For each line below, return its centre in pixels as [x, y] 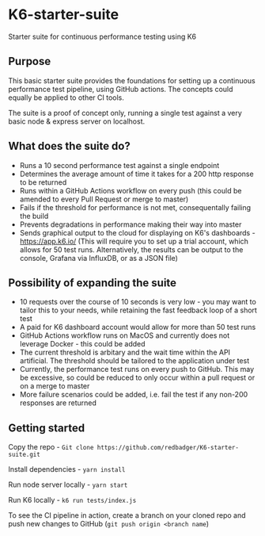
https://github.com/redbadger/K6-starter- [168, 448]
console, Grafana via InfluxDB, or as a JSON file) [98, 258]
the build [34, 216]
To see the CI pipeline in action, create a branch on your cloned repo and [127, 515]
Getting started [47, 428]
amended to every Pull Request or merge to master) [104, 199]
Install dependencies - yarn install [67, 469]
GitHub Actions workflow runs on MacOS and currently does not [125, 335]
